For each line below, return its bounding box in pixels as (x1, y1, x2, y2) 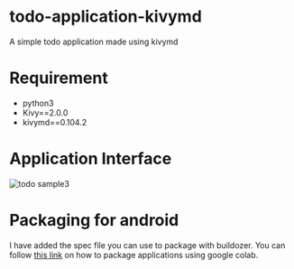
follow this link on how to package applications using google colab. (9, 249, 259, 260)
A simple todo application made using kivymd (9, 36, 179, 47)
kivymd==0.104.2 (22, 116, 87, 127)
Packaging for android (9, 210, 179, 230)
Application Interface (9, 149, 172, 169)
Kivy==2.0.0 (22, 107, 69, 118)
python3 (22, 97, 54, 108)
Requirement (9, 68, 108, 88)
